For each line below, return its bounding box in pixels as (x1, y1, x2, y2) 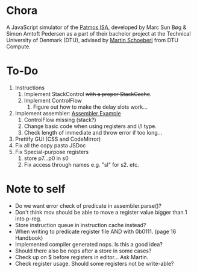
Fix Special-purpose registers (14, 148, 89, 155)
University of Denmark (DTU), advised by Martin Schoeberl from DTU (6, 36, 179, 43)
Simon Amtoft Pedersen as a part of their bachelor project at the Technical (6, 30, 191, 37)
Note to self (6, 182, 66, 196)
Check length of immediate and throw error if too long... (23, 129, 163, 136)
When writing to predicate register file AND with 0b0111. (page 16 (14, 228, 177, 235)
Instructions (14, 84, 45, 91)
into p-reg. (14, 215, 42, 222)
